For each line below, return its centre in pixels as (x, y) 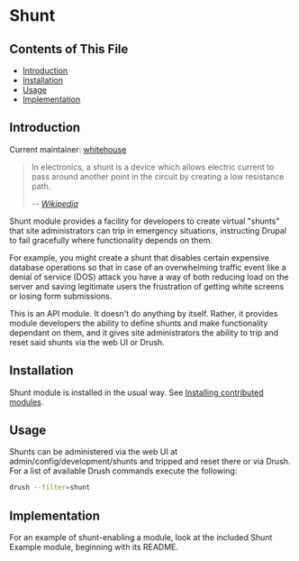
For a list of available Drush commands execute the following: (123, 471)
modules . (27, 401)
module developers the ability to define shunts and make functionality (139, 323)
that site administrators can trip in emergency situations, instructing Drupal (148, 230)
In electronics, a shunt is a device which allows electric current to (153, 167)
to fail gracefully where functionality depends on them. (111, 240)
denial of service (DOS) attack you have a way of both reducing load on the (149, 277)
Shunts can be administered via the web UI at (94, 452)
